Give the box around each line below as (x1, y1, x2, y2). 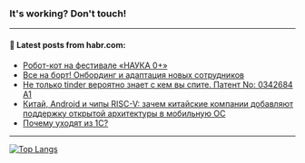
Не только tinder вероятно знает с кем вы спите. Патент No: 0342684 (22, 79, 293, 90)
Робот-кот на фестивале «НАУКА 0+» (22, 60, 168, 71)
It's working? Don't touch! (9, 7, 127, 20)
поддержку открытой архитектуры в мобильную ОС (22, 108, 226, 119)
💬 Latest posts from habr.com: (9, 39, 126, 50)
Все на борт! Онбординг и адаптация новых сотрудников (22, 69, 245, 80)
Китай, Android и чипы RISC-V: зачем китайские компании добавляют (22, 98, 293, 109)
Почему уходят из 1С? (22, 117, 109, 129)
